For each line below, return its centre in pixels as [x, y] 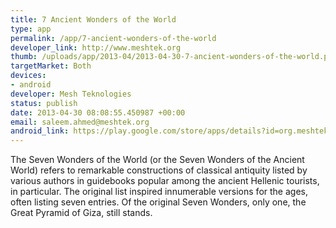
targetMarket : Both [51, 66]
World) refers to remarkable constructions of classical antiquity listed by [159, 170]
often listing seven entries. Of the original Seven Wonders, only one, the [158, 202]
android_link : [40, 131]
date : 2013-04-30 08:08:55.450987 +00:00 [98, 112]
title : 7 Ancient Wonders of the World [93, 19]
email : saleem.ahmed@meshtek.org [80, 122]
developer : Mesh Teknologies [71, 94]
